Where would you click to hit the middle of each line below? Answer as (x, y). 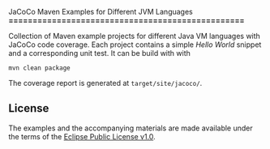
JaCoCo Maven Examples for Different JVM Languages (101, 12)
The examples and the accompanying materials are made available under (131, 128)
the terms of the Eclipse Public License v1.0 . (82, 136)
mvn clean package (39, 68)
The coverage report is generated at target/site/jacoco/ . (105, 83)
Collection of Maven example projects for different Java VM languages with (135, 36)
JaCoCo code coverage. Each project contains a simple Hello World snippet (135, 45)
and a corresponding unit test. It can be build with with (99, 53)
